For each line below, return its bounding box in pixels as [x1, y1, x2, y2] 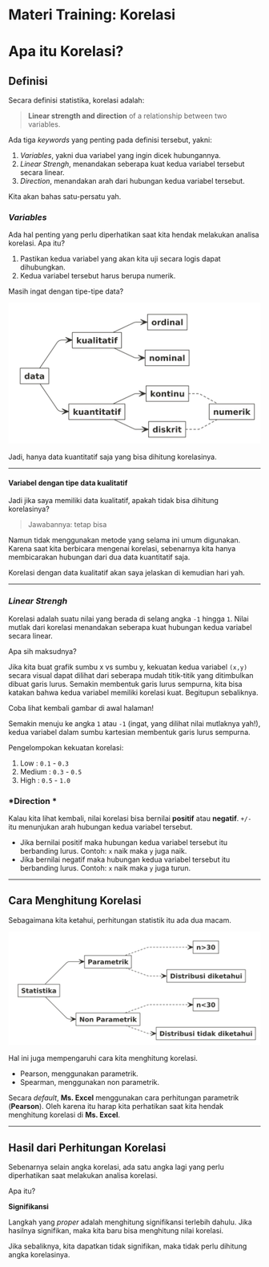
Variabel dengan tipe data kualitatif [8, 477, 128, 487]
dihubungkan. [19, 262, 66, 272]
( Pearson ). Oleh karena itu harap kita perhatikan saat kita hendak [8, 1102, 224, 1111]
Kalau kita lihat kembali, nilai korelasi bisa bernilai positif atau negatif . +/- [8, 814, 252, 823]
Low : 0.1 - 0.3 [19, 758, 70, 768]
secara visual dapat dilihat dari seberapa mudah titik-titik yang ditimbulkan [8, 670, 254, 680]
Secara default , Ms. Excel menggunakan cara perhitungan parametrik [8, 1093, 239, 1103]
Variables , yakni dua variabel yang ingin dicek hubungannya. [19, 151, 222, 160]
